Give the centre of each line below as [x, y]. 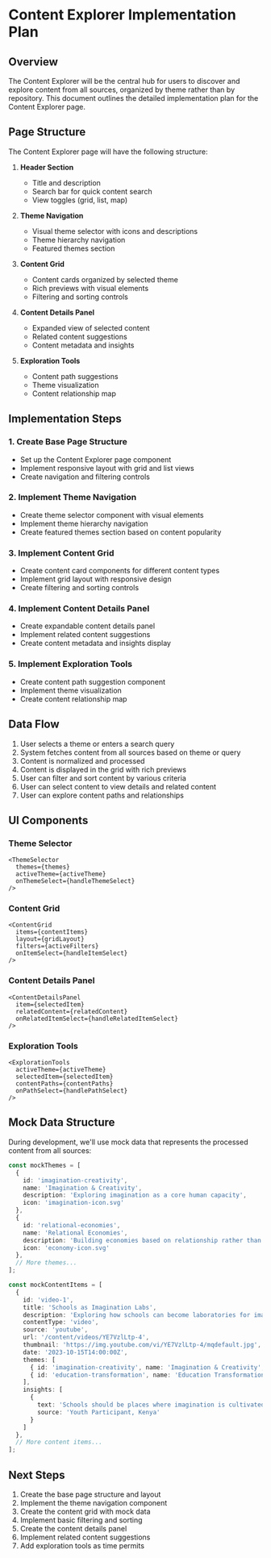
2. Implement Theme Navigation [73, 498]
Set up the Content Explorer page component [96, 459]
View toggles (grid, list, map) [80, 200]
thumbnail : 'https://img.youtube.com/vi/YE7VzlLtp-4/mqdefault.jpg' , [142, 1345]
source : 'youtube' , [56, 1330]
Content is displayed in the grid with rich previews [103, 769]
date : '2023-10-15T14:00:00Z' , [75, 1352]
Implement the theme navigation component [94, 1502]
